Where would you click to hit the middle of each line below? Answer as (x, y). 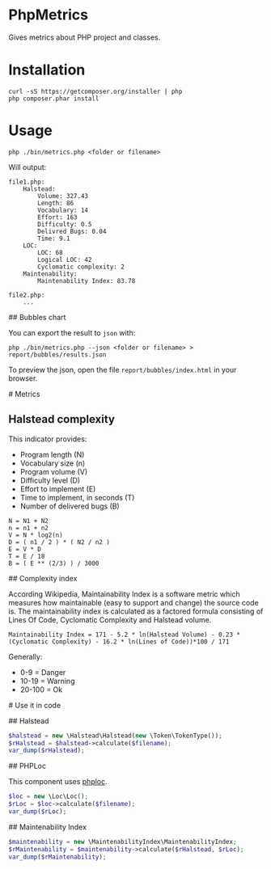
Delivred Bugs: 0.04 (72, 231)
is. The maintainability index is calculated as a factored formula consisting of (136, 611)
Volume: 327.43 (63, 196)
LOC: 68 (50, 252)
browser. (23, 378)
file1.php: (27, 182)
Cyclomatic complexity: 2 (81, 267)
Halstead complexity (62, 419)
